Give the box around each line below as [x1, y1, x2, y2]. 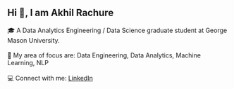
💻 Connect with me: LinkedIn [7, 74, 93, 82]
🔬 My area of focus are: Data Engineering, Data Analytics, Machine [7, 50, 201, 60]
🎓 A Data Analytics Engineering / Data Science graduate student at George [7, 26, 228, 34]
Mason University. [7, 36, 60, 44]
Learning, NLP [7, 58, 49, 67]
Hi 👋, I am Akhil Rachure [7, 7, 114, 19]
